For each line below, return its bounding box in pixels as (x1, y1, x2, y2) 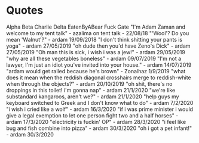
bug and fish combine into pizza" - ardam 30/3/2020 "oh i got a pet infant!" (6, 125, 192, 132)
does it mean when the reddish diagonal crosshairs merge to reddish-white (6, 74, 191, 81)
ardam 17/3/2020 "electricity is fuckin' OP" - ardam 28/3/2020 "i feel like (6, 118, 186, 125)
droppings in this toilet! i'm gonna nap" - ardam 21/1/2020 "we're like (6, 86, 176, 94)
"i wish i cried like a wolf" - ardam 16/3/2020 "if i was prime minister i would (6, 105, 193, 113)
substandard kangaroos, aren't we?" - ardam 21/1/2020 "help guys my (6, 93, 179, 100)
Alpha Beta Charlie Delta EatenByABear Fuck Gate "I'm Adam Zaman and (6, 23, 186, 30)
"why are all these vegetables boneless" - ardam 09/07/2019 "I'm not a (6, 55, 182, 62)
